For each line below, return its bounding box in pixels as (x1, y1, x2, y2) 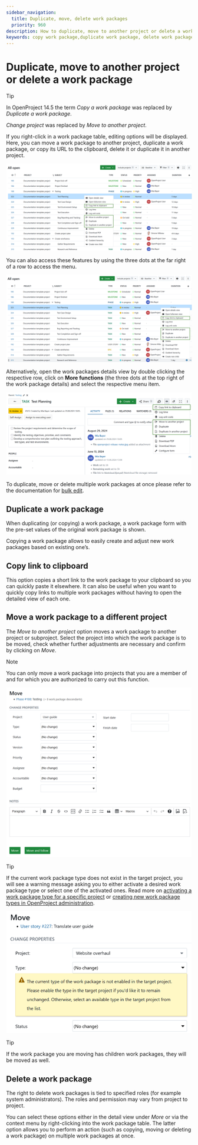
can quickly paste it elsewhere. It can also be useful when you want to (6, 583, 177, 590)
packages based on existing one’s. (6, 544, 90, 551)
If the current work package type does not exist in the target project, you (6, 874, 183, 881)
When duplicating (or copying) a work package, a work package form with (6, 520, 187, 527)
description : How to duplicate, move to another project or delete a (6, 28, 181, 34)
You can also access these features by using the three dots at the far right (6, 257, 186, 264)
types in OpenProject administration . (6, 899, 95, 906)
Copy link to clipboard (6, 560, 88, 571)
